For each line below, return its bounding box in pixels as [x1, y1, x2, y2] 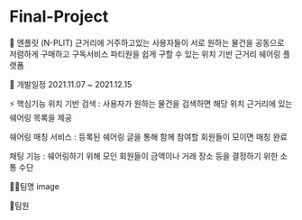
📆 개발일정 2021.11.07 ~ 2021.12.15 [9, 78, 133, 89]
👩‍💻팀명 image [9, 180, 60, 191]
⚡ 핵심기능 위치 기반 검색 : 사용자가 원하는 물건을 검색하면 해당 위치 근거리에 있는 [9, 97, 293, 109]
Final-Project [9, 6, 109, 27]
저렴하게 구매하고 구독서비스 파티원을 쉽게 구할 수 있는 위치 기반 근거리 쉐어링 [9, 48, 281, 60]
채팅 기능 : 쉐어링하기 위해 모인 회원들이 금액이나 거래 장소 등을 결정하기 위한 [9, 151, 279, 161]
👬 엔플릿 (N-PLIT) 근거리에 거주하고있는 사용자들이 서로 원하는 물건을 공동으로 [9, 37, 285, 48]
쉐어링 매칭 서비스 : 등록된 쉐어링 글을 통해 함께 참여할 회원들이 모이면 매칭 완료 [9, 131, 288, 142]
